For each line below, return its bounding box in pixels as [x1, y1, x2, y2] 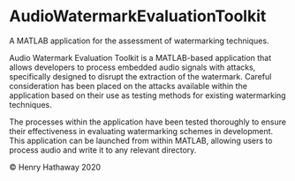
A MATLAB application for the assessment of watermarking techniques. [9, 35, 269, 46]
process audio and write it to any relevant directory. [9, 144, 197, 155]
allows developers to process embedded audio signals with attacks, [9, 62, 256, 72]
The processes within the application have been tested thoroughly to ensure [9, 117, 287, 127]
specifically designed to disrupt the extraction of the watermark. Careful [9, 71, 272, 81]
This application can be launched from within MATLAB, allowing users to [9, 135, 273, 146]
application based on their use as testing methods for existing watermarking [9, 90, 286, 101]
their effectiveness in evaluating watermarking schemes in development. [9, 125, 274, 136]
